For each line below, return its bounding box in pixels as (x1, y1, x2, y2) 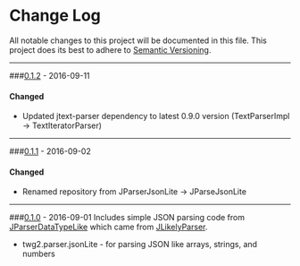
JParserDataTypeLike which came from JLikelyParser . (9, 221, 208, 233)
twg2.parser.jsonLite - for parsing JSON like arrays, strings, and (21, 239, 257, 250)
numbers (21, 248, 56, 260)
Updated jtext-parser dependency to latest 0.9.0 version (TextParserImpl (21, 111, 290, 122)
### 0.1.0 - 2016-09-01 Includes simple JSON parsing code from (9, 212, 246, 223)
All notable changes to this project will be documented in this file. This (9, 35, 268, 46)
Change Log (9, 5, 101, 26)
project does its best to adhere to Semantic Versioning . (9, 44, 212, 55)
